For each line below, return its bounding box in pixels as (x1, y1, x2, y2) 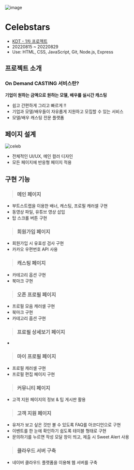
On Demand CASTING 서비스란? (5, 80, 79, 87)
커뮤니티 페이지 (16, 384, 51, 391)
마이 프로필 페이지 (16, 353, 56, 360)
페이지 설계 (5, 130, 36, 139)
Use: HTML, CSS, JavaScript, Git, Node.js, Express (12, 49, 114, 54)
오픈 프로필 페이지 (16, 291, 56, 298)
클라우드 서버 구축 (16, 448, 56, 454)
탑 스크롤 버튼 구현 (12, 215, 47, 221)
